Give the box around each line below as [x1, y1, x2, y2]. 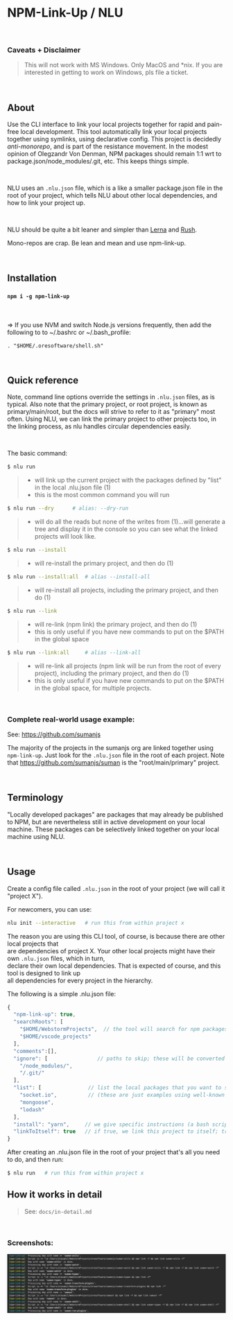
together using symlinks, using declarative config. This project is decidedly [7, 135, 222, 144]
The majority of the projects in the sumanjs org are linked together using [7, 744, 214, 752]
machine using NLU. [7, 832, 65, 840]
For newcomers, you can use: [7, 905, 92, 913]
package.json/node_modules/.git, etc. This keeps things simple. [7, 157, 189, 166]
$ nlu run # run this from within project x [7, 1170, 144, 1176]
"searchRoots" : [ [13, 1018, 64, 1025]
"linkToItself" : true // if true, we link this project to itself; [13, 1128, 218, 1135]
